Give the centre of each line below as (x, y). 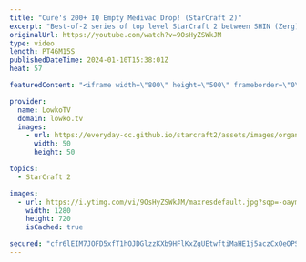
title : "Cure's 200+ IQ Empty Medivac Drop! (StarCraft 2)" (126, 18)
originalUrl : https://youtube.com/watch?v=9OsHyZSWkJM (116, 35)
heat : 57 (26, 69)
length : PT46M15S (42, 52)
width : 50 (52, 144)
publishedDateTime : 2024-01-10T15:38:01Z (89, 60)
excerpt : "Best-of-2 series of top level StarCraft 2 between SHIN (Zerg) (154, 26)
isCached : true (55, 227)
